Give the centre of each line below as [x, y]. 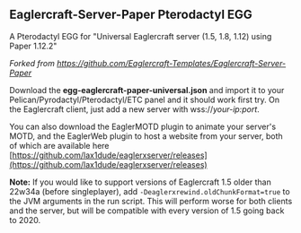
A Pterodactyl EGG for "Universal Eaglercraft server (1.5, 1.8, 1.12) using [141, 36]
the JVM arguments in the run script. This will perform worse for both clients [151, 201]
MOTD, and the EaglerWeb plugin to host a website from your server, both [146, 136]
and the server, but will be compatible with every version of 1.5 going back [147, 211]
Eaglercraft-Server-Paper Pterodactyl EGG [131, 15]
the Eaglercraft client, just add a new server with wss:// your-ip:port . [135, 109]
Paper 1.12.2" [33, 46]
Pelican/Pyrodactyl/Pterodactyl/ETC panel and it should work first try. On [145, 99]
